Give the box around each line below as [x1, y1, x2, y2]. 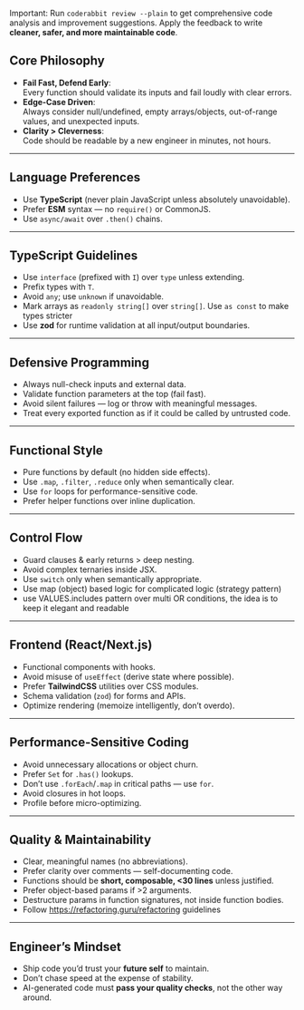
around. [22, 992, 52, 1003]
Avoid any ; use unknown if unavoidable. [22, 291, 165, 302]
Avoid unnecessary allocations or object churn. [22, 759, 199, 770]
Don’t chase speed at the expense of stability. [22, 973, 194, 984]
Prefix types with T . [22, 281, 95, 293]
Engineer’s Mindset [9, 938, 122, 955]
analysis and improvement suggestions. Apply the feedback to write [9, 17, 263, 28]
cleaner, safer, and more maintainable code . [9, 27, 178, 37]
